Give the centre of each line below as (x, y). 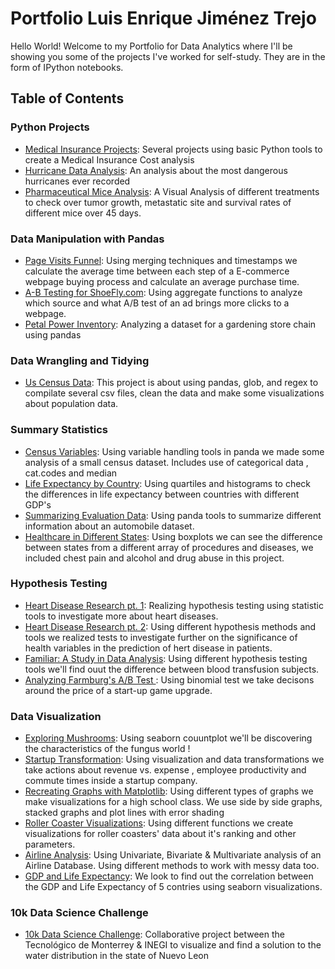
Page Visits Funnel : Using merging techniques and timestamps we (161, 260)
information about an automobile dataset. (109, 526)
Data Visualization (56, 716)
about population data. (71, 404)
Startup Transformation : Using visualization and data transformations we (174, 759)
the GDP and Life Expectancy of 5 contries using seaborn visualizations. (173, 887)
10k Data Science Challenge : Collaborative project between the (154, 934)
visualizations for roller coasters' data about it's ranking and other (160, 834)
